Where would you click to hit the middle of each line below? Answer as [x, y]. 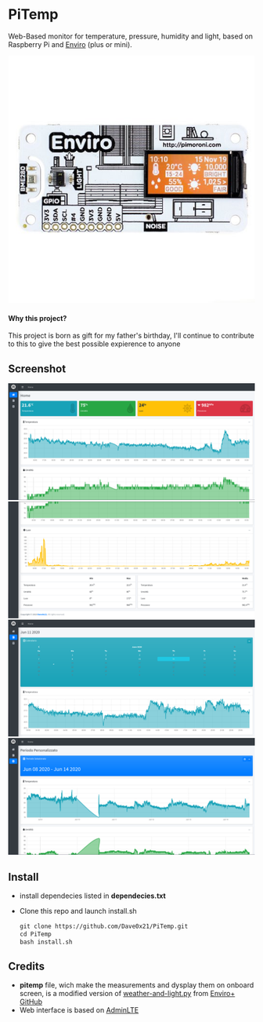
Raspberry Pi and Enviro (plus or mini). [70, 44]
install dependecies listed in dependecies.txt [92, 896]
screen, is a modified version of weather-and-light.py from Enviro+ [127, 993]
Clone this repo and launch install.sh [78, 911]
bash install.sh [46, 942]
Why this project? [38, 318]
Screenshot [37, 369]
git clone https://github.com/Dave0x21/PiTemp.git [104, 927]
